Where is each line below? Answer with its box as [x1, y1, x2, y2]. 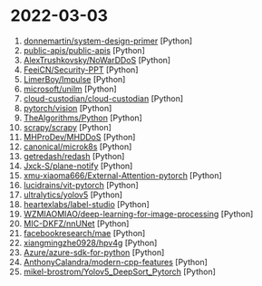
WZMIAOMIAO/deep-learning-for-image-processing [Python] [23, 208, 254, 219]
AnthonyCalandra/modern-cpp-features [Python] [23, 256, 208, 267]
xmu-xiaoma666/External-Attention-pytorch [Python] [23, 169, 223, 181]
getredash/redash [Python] [23, 150, 125, 161]
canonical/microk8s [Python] [23, 141, 132, 152]
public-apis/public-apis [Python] [23, 44, 146, 55]
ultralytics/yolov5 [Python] [23, 189, 123, 200]
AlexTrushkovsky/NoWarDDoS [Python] [23, 54, 171, 65]
